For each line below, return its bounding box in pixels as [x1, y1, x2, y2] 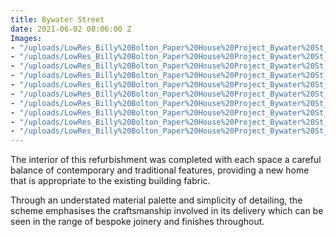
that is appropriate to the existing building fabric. [10, 175, 211, 187]
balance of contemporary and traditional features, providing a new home [10, 164, 310, 176]
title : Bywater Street [10, 14, 105, 25]
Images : [10, 33, 43, 43]
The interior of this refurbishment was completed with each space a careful [10, 154, 322, 166]
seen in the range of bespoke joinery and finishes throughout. [10, 216, 265, 228]
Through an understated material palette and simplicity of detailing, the [10, 194, 303, 206]
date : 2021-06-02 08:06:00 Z [10, 24, 132, 34]
